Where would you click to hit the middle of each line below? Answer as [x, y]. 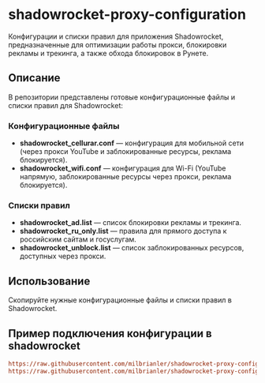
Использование [49, 281]
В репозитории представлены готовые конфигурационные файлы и [121, 97]
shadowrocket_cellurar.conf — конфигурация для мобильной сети [132, 143]
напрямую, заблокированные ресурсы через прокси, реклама [125, 177]
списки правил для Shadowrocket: [66, 105]
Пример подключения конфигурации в [110, 333]
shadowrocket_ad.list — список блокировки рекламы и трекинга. [131, 223]
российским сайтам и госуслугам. [78, 239]
